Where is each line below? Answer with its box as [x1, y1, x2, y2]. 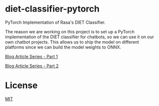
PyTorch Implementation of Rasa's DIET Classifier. [5, 19, 106, 25]
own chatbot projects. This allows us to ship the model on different [5, 39, 139, 45]
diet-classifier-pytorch [5, 3, 100, 15]
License [5, 80, 38, 91]
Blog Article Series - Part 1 [5, 53, 58, 59]
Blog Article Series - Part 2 [5, 63, 59, 69]
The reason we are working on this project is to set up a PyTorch [5, 29, 135, 34]
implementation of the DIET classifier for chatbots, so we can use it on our [5, 34, 154, 40]
